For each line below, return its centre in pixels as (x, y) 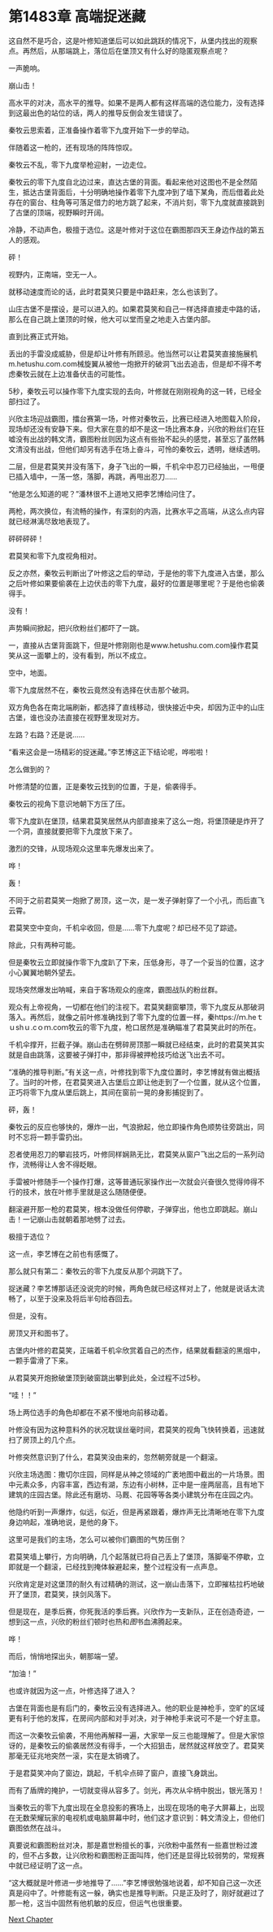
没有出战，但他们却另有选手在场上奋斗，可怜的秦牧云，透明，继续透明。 (143, 449)
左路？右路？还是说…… (47, 734)
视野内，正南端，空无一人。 (55, 274)
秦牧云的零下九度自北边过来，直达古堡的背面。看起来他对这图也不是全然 (129, 182)
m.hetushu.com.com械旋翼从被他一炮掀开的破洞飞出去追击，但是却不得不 (132, 363)
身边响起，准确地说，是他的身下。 (65, 1522)
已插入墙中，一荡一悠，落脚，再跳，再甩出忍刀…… (93, 476)
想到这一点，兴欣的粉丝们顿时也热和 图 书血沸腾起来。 (97, 1622)
